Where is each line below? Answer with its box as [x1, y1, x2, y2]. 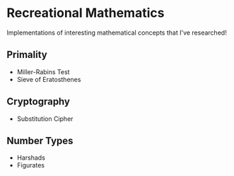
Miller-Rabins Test [16, 67, 70, 76]
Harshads [16, 153, 45, 162]
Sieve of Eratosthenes [16, 75, 81, 83]
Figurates [16, 161, 45, 170]
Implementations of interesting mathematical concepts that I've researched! [6, 28, 227, 37]
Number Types [6, 134, 74, 146]
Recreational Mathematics [6, 5, 165, 21]
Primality [6, 49, 47, 61]
